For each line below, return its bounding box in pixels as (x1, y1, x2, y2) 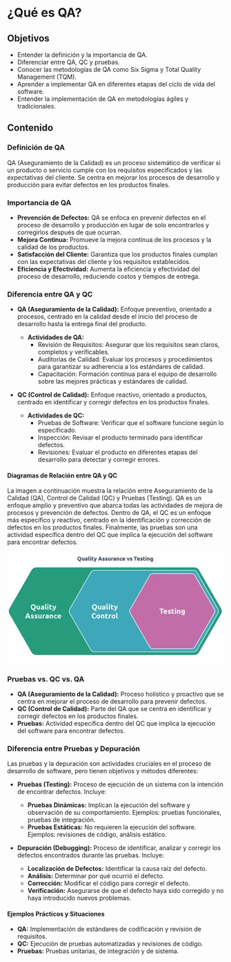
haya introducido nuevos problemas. (27, 894, 132, 903)
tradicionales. (17, 102, 57, 110)
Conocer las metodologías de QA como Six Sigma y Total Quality (17, 66, 201, 73)
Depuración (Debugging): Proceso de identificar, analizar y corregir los (17, 844, 221, 852)
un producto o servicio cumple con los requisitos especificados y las (7, 166, 203, 174)
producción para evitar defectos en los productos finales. (7, 180, 170, 189)
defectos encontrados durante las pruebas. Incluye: (17, 851, 164, 860)
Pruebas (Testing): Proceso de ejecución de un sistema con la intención (17, 780, 224, 789)
